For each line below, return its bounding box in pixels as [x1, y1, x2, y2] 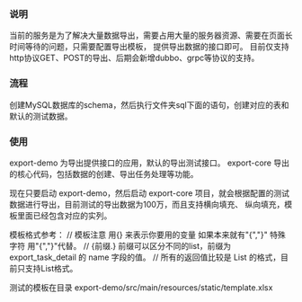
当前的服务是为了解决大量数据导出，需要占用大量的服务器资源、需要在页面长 [9, 30, 293, 41]
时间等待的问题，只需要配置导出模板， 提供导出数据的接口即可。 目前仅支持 [9, 41, 289, 52]
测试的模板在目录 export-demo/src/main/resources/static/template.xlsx [9, 281, 273, 293]
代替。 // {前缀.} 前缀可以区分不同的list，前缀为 [57, 240, 232, 251]
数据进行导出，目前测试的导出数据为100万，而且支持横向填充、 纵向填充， [9, 199, 285, 209]
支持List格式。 [24, 262, 78, 273]
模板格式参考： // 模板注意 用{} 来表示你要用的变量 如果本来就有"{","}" [9, 229, 268, 240]
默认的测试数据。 [9, 111, 73, 121]
